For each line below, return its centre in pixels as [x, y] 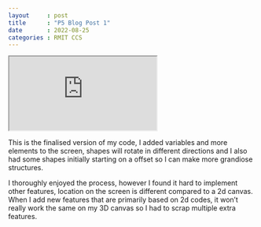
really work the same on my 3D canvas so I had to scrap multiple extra [122, 208]
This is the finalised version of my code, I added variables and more [118, 143]
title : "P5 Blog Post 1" [59, 23]
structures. [26, 168]
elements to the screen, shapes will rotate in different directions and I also [128, 151]
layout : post [38, 15]
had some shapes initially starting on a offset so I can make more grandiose [130, 159]
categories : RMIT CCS [45, 37]
